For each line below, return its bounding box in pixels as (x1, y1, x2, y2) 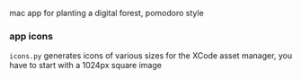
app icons (9, 30, 54, 42)
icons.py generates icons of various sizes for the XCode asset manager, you (9, 50, 293, 61)
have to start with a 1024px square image (9, 60, 162, 71)
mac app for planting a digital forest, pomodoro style (9, 8, 204, 18)
